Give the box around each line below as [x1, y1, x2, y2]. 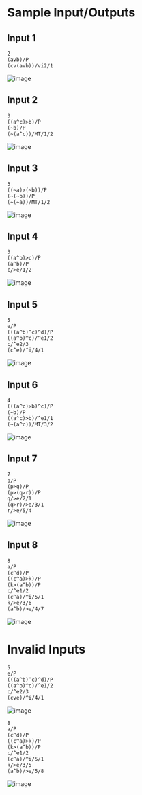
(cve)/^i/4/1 [7, 694, 44, 701]
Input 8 [7, 539, 38, 551]
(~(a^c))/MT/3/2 [7, 421, 53, 428]
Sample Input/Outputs [7, 5, 136, 21]
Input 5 [7, 299, 38, 310]
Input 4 [7, 231, 39, 242]
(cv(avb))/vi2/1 [7, 62, 53, 69]
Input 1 [7, 32, 36, 44]
